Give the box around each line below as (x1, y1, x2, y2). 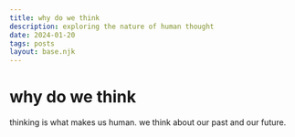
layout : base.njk (9, 47, 76, 57)
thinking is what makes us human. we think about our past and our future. (9, 117, 287, 128)
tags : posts (9, 38, 55, 48)
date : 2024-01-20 (9, 30, 76, 39)
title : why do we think (9, 13, 100, 23)
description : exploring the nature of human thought (9, 22, 215, 31)
